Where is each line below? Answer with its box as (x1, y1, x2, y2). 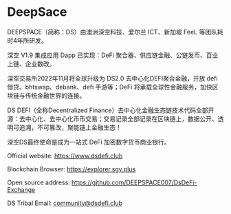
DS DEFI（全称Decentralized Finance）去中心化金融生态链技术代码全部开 (7, 106, 214, 114)
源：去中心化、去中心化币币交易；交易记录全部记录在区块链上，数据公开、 (7, 114, 218, 122)
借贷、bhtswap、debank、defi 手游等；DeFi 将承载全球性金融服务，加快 (7, 83, 212, 91)
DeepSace (7, 4, 67, 20)
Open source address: (7, 178, 70, 186)
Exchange (7, 185, 36, 193)
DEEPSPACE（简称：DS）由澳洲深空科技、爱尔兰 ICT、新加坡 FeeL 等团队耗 (7, 28, 223, 36)
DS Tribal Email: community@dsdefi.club (7, 199, 122, 207)
